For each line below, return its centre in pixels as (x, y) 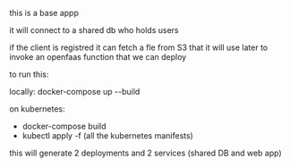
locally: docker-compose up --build (75, 92)
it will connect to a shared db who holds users (94, 30)
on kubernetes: (37, 109)
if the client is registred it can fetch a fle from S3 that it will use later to (139, 47)
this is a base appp (44, 13)
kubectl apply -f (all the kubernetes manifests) (108, 136)
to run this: (29, 74)
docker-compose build (64, 126)
